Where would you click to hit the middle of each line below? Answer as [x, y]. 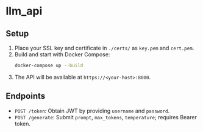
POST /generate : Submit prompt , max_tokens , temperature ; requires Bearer [106, 117]
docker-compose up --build [49, 65]
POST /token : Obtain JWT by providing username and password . [92, 111]
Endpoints [26, 96]
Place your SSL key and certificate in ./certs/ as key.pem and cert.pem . [104, 48]
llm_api [24, 11]
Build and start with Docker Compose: [62, 54]
